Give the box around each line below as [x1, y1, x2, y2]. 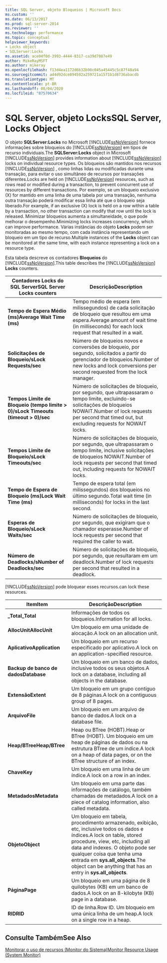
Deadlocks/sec [7, 565, 44, 572]
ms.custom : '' [5, 12, 35, 17]
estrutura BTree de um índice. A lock [71, 745, 155, 752]
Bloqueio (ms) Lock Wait [7, 492, 66, 499]
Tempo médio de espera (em [73, 298, 140, 305]
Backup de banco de [7, 665, 58, 672]
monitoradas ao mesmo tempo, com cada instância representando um [5, 229, 149, 235]
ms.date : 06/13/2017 [5, 16, 48, 21]
